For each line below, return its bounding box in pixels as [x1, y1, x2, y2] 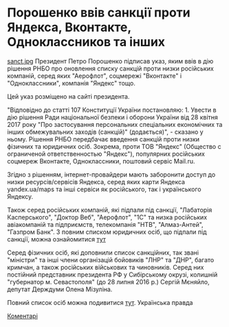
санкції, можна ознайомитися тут [7, 235, 107, 243]
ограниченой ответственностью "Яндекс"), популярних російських [7, 150, 205, 158]
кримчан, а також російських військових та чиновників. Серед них [7, 263, 204, 271]
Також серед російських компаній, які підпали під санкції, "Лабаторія [7, 206, 212, 214]
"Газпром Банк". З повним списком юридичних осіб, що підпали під [7, 228, 207, 236]
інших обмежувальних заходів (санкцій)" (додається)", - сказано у [7, 128, 204, 136]
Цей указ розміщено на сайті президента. [7, 92, 130, 101]
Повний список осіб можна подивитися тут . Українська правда [7, 298, 193, 306]
